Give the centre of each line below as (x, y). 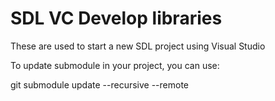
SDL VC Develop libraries (116, 18)
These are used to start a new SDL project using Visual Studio (138, 46)
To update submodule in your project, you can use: (115, 65)
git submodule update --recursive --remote (100, 84)
